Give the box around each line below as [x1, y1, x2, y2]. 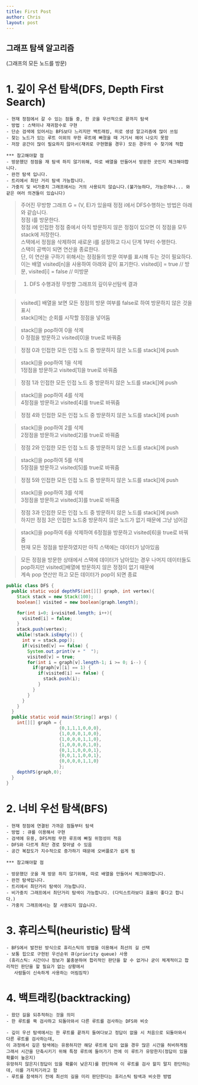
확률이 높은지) [6, 1055, 36, 1061]
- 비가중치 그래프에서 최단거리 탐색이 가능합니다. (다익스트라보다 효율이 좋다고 [6, 889, 173, 895]
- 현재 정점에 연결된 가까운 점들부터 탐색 [6, 823, 94, 829]
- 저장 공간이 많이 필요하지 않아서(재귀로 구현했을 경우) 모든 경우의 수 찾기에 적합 [6, 141, 184, 148]
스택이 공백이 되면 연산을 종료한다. [20, 246, 100, 253]
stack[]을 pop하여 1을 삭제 [20, 359, 83, 366]
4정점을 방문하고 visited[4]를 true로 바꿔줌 [20, 399, 120, 406]
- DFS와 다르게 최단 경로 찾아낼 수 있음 [6, 842, 92, 848]
